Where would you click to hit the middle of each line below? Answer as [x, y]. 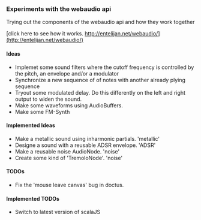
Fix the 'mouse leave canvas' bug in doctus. [69, 185]
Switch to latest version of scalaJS [58, 212]
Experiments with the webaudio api [59, 9]
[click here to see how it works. [45, 34]
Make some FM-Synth [42, 111]
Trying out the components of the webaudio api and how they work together [100, 22]
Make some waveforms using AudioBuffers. [69, 105]
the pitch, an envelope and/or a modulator [67, 73]
